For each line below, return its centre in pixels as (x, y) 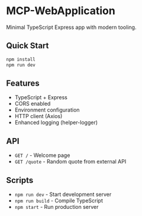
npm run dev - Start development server (63, 194)
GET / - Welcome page (42, 155)
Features (23, 83)
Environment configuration (47, 110)
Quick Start (28, 46)
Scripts (20, 180)
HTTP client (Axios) (38, 116)
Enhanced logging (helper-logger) (56, 123)
